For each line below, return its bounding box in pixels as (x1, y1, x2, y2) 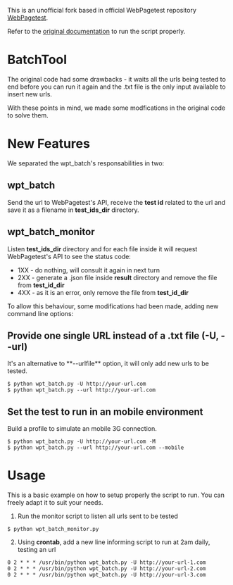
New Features (7, 136, 90, 152)
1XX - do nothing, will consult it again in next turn (17, 265, 160, 274)
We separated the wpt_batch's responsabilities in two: (7, 158, 165, 168)
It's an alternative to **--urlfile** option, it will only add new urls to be (7, 359, 209, 368)
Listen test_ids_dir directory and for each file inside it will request (7, 244, 198, 253)
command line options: (7, 309, 74, 317)
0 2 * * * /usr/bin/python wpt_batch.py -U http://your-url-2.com (7, 565, 206, 572)
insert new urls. (7, 89, 53, 98)
